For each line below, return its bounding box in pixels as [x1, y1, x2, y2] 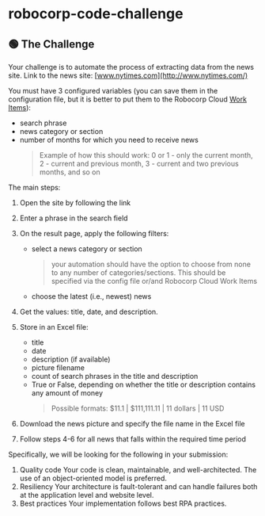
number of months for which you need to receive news [19, 136, 199, 144]
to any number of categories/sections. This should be [51, 268, 226, 277]
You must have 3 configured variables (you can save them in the [8, 86, 218, 95]
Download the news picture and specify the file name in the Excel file [19, 419, 245, 428]
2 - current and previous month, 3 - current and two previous [39, 159, 239, 168]
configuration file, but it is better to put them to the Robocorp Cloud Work [8, 94, 248, 104]
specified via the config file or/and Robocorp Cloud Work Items [51, 277, 258, 285]
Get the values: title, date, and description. [19, 307, 158, 316]
